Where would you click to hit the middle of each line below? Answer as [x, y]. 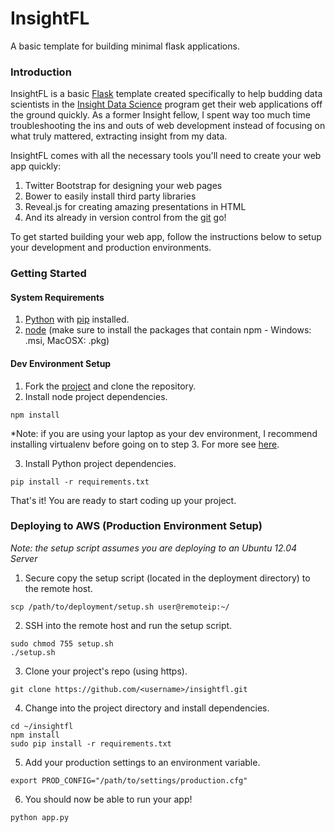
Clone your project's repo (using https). [106, 671]
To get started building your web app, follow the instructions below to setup [166, 237]
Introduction [41, 72]
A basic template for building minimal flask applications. [125, 46]
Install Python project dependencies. [100, 463]
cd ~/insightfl [42, 726]
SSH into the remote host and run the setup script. [128, 625]
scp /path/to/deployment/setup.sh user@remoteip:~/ [120, 607]
